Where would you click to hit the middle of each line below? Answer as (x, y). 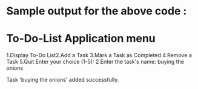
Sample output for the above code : (97, 11)
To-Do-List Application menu (81, 39)
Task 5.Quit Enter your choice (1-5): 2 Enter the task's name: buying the (95, 62)
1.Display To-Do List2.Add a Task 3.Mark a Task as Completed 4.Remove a (99, 55)
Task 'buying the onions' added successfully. (63, 80)
